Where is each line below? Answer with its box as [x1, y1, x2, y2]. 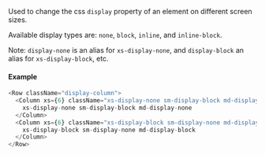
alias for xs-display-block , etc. [8, 54, 109, 63]
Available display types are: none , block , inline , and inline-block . [8, 31, 222, 39]
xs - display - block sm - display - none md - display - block [22, 126, 196, 134]
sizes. [8, 15, 28, 24]
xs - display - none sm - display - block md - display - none [22, 104, 192, 112]
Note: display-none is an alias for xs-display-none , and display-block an [8, 46, 244, 54]
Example [8, 72, 38, 81]
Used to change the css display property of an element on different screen [8, 7, 252, 16]
